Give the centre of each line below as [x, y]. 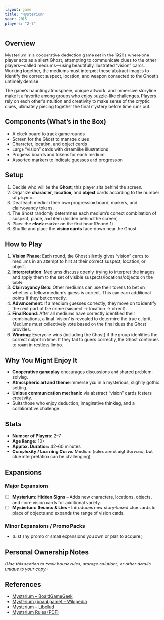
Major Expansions [27, 486]
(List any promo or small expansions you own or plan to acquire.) [78, 536]
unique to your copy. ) [27, 569]
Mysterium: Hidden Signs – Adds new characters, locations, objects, [82, 497]
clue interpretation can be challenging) [51, 457]
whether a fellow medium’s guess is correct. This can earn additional [82, 292]
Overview [20, 43]
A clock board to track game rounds [48, 134]
